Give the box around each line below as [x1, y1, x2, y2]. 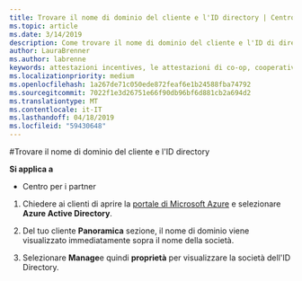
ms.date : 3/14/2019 [9, 30, 83, 39]
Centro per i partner [22, 181, 97, 191]
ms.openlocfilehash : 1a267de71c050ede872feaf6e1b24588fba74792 [9, 80, 252, 89]
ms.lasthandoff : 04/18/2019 [9, 113, 115, 122]
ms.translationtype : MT [9, 96, 99, 106]
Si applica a [9, 163, 54, 174]
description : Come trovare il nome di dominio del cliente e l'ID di [9, 38, 276, 48]
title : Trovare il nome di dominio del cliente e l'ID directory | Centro [9, 13, 296, 22]
